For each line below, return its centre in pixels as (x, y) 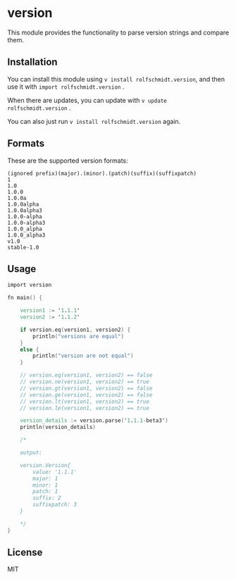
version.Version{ (45, 465)
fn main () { (25, 298)
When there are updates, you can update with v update (87, 100)
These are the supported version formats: (68, 161)
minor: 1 (45, 485)
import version (30, 285)
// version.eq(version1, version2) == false (86, 375)
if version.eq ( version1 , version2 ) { (75, 330)
